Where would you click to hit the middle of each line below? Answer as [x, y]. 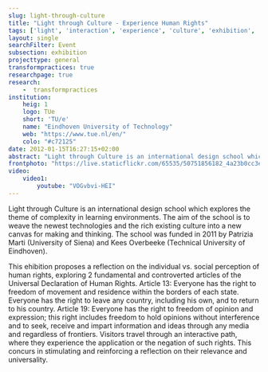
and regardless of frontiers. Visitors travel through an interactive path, [123, 334]
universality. [28, 359]
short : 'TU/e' [46, 119]
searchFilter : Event [43, 45]
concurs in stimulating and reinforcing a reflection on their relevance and [128, 350]
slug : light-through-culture [57, 16]
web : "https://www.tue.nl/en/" [75, 134]
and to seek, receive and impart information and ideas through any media [129, 325]
